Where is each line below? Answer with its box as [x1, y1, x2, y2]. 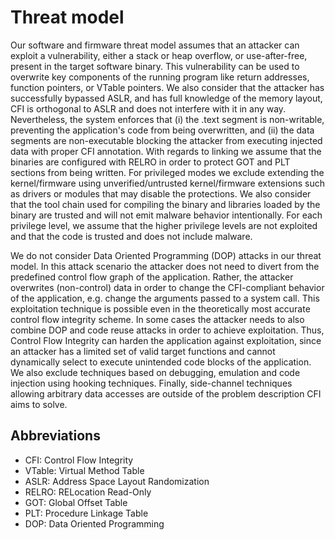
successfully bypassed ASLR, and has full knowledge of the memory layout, [10, 92, 323, 104]
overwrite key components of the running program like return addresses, [10, 71, 310, 83]
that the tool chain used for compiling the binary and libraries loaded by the [10, 198, 321, 210]
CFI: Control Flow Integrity [24, 454, 134, 466]
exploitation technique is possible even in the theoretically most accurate [10, 302, 311, 315]
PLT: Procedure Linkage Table [24, 507, 149, 519]
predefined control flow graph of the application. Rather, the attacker [10, 271, 294, 283]
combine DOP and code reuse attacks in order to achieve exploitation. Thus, [10, 324, 325, 336]
